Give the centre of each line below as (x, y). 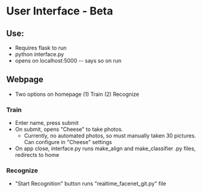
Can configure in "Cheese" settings (68, 142)
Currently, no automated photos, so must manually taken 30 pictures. (110, 136)
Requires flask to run (41, 48)
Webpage (25, 80)
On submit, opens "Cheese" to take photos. (69, 129)
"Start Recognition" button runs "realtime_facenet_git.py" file (90, 184)
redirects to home (37, 155)
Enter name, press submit (47, 123)
